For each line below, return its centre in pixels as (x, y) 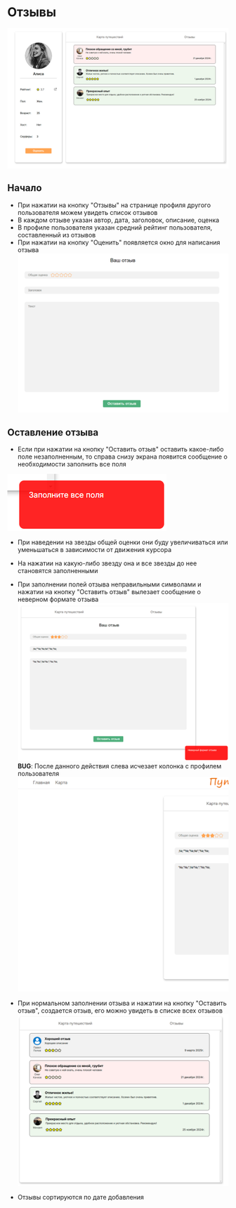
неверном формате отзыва (58, 599)
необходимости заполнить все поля (72, 464)
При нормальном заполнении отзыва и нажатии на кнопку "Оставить (122, 1003)
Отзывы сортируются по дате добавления (80, 1197)
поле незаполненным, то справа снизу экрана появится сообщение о (123, 457)
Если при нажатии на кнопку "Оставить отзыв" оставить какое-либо (120, 449)
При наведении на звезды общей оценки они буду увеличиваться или (123, 542)
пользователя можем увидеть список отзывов (87, 212)
